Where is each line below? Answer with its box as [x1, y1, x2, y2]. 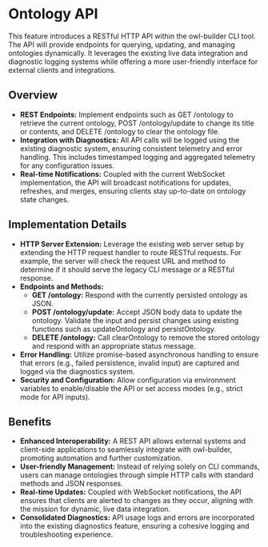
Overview [8, 89, 58, 102]
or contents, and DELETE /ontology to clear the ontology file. [19, 126, 220, 136]
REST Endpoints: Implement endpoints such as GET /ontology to [19, 110, 234, 119]
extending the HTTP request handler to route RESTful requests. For [19, 247, 242, 257]
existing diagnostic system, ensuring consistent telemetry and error [19, 143, 243, 153]
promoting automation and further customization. [19, 453, 182, 463]
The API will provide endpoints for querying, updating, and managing [8, 39, 236, 49]
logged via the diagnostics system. [19, 366, 135, 376]
